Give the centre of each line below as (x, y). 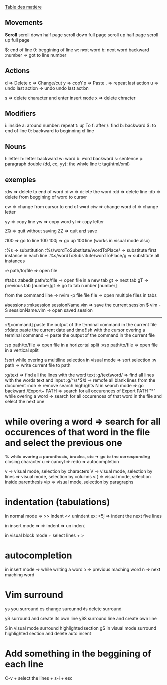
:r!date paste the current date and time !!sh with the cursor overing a (75, 330)
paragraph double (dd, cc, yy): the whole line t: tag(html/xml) (68, 164)
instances (15, 261)
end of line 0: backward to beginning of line (50, 131)
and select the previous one (64, 443)
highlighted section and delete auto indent (48, 633)
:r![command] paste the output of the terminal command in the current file (81, 325)
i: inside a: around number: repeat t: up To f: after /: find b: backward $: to (81, 125)
